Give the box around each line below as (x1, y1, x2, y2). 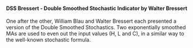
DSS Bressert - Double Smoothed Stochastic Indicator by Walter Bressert (6, 5, 188, 12)
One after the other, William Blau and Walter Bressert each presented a (6, 18, 177, 25)
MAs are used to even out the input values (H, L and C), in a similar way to (6, 30, 184, 37)
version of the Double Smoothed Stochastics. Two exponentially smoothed (6, 24, 186, 31)
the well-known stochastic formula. (6, 36, 91, 43)
